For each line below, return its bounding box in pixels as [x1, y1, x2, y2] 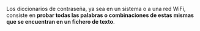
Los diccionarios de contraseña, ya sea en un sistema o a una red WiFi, [6, 5, 186, 12]
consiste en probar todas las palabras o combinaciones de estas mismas [6, 12, 194, 19]
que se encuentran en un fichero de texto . [6, 18, 115, 25]
